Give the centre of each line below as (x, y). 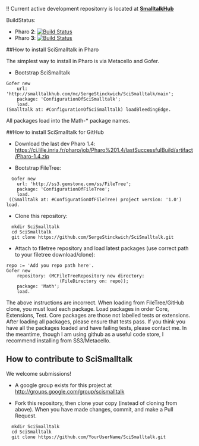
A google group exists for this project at (63, 385)
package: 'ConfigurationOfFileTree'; (64, 189)
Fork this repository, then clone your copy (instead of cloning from (96, 403)
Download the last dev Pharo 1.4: (55, 144)
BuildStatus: (21, 20)
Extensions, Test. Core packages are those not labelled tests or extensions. (98, 315)
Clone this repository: (41, 216)
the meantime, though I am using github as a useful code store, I (85, 334)
